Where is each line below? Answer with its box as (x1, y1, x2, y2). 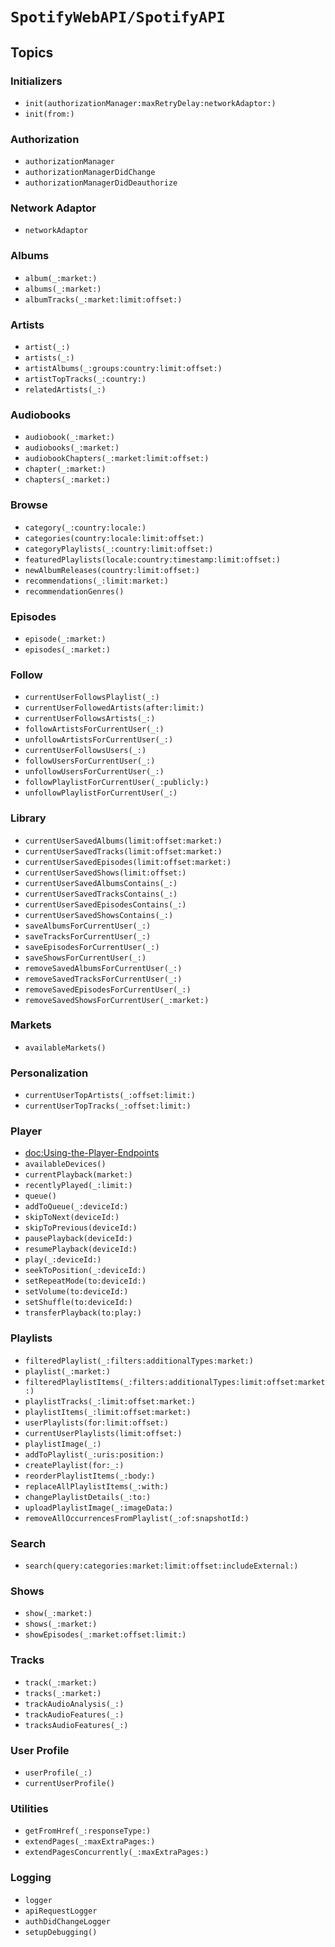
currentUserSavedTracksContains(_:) (24, 889, 178, 899)
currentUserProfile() (24, 1778, 115, 1788)
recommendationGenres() (24, 586, 125, 597)
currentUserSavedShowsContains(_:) (24, 910, 174, 920)
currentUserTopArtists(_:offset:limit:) (24, 1091, 196, 1101)
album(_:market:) (24, 273, 98, 283)
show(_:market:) (24, 1609, 93, 1619)
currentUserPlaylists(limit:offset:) (24, 1428, 183, 1438)
